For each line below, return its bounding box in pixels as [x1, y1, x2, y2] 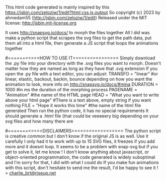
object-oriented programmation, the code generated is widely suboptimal [5, 154, 156, 160]
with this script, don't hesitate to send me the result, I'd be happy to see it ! [5, 165, 159, 171]
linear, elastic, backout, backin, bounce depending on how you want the [5, 76, 153, 82]
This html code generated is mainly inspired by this [5, 4, 110, 10]
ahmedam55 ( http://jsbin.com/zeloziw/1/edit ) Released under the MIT [5, 15, 148, 20]
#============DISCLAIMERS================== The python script [5, 128, 161, 133]
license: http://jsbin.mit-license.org [5, 20, 77, 26]
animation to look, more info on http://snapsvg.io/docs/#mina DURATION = [5, 81, 158, 87]
